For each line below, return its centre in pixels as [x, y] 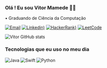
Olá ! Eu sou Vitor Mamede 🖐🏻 [40, 8]
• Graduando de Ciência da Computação [46, 18]
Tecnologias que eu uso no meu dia [47, 49]
